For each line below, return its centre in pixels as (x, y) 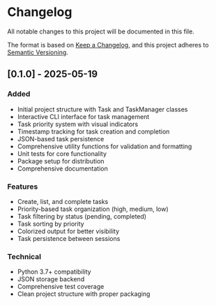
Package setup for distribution (61, 161)
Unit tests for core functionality (62, 153)
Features (23, 187)
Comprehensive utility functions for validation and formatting (105, 146)
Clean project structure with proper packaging (84, 294)
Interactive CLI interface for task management (83, 116)
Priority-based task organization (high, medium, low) (93, 209)
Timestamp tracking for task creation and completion (93, 131)
